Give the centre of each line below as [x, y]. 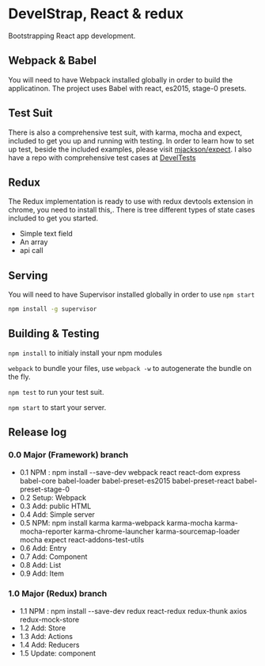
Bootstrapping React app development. [72, 36]
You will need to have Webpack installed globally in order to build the [121, 79]
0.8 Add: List [40, 565]
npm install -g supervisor [53, 309]
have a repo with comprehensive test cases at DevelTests [102, 157]
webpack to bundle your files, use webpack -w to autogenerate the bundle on [130, 368]
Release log [38, 433]
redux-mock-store [49, 619]
